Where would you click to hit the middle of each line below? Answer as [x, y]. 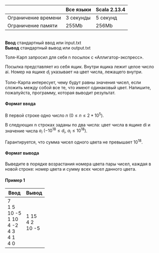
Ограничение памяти [33, 25]
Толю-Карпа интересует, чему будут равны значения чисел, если [73, 82]
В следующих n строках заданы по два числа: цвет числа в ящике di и [78, 125]
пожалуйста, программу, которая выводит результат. [60, 93]
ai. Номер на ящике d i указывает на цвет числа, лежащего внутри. [74, 72]
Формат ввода [21, 104]
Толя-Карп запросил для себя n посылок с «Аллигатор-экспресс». [74, 57]
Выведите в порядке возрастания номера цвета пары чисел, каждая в [78, 164]
